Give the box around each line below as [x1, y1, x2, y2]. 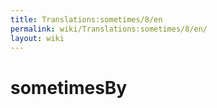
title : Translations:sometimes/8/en [10, 14, 163, 25]
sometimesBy [10, 76, 128, 99]
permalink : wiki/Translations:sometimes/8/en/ [10, 24, 208, 34]
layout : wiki [10, 33, 65, 43]
